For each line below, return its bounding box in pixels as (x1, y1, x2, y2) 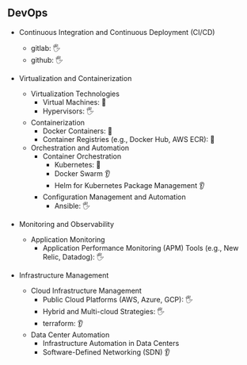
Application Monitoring (30, 234, 105, 244)
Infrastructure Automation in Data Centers (42, 338, 180, 348)
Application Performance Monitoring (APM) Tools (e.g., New (42, 243, 239, 252)
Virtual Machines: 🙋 (42, 97, 107, 106)
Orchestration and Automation (30, 143, 130, 152)
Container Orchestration (42, 151, 122, 161)
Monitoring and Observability (18, 219, 115, 229)
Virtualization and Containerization (18, 73, 132, 83)
